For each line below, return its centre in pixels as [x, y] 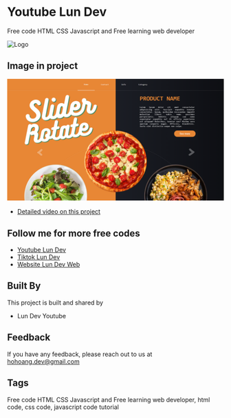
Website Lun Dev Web [48, 265]
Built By [24, 286]
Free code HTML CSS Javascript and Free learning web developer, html [109, 399]
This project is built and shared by [55, 302]
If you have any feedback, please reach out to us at [80, 354]
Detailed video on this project [59, 212]
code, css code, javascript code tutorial [63, 407]
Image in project [43, 66]
